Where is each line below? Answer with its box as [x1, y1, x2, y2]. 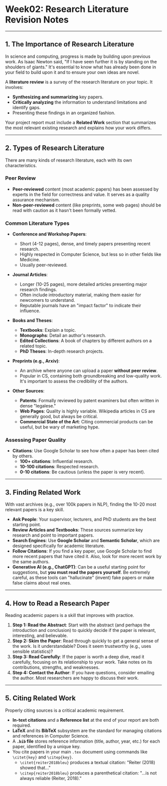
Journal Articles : [12, 272, 48, 278]
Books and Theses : [12, 318, 53, 324]
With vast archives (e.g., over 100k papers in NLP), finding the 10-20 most [5, 501, 157, 507]
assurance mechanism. [12, 196, 61, 202]
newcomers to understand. [19, 297, 76, 303]
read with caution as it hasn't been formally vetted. [12, 207, 117, 213]
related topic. [19, 343, 47, 349]
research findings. [19, 287, 57, 293]
